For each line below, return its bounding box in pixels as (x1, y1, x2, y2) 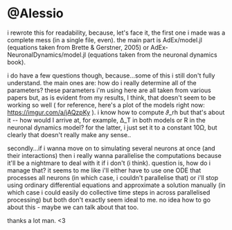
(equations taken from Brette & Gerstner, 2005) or (7, 43, 150, 51)
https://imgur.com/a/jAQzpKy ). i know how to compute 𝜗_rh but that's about (7, 108, 225, 116)
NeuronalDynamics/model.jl (7, 51, 87, 59)
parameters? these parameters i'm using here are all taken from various (7, 86, 211, 94)
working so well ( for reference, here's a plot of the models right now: (7, 100, 206, 109)
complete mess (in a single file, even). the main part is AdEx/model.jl (7, 35, 203, 44)
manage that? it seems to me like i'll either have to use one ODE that (7, 166, 202, 175)
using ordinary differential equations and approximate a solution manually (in (7, 181, 226, 189)
